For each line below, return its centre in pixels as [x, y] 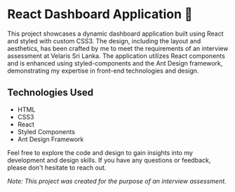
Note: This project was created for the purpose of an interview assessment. [117, 181]
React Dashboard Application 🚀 [100, 14]
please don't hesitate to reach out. [57, 168]
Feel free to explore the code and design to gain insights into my [100, 152]
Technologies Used [50, 93]
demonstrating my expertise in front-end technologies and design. [103, 71]
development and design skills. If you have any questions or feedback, [109, 160]
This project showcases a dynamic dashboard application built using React [115, 34]
